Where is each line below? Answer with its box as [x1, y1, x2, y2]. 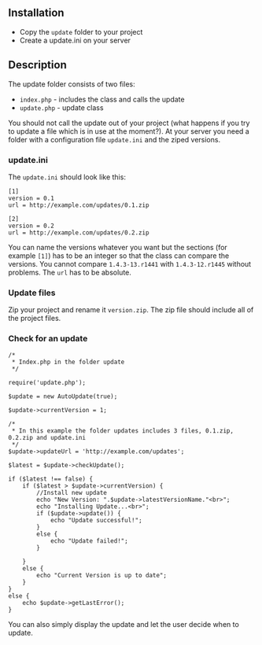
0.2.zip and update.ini [8, 433, 87, 441]
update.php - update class [19, 102, 104, 112]
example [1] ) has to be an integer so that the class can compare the [8, 251, 230, 260]
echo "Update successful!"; [50, 516, 143, 524]
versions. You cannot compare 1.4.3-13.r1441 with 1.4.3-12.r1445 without [8, 259, 252, 268]
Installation [8, 6, 65, 20]
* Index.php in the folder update [11, 358, 125, 366]
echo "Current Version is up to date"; [36, 571, 168, 579]
